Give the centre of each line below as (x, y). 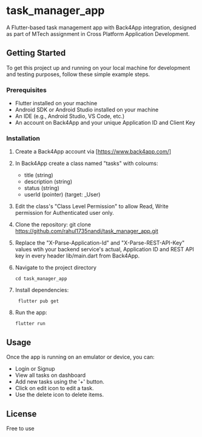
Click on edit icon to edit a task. (54, 388)
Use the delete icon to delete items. (59, 395)
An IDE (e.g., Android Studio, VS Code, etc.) (70, 116)
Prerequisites (26, 90)
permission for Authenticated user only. (64, 213)
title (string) (39, 175)
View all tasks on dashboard (50, 376)
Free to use (20, 428)
